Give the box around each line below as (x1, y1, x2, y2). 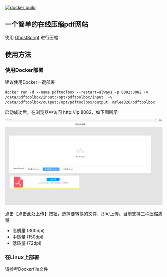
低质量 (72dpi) (12, 240, 42, 246)
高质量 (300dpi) (12, 227, 45, 233)
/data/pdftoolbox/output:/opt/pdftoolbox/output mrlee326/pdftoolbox (5, 100, 155, 105)
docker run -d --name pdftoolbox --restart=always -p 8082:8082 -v (5, 90, 149, 95)
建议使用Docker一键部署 (5, 79, 55, 85)
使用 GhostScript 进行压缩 (5, 34, 58, 40)
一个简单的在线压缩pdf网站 (5, 20, 88, 29)
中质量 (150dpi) (12, 234, 44, 240)
